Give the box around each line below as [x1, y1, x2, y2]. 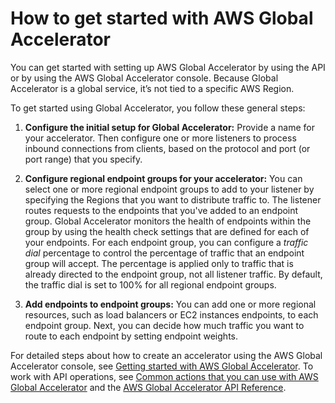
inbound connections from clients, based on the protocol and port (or [24, 142, 311, 154]
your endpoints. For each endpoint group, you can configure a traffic [24, 236, 309, 248]
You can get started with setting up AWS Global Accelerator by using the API [10, 61, 326, 73]
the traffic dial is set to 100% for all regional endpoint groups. [24, 278, 277, 291]
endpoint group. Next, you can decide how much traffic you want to [24, 319, 305, 331]
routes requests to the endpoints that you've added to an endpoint [24, 204, 299, 216]
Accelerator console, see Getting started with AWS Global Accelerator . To [10, 360, 314, 372]
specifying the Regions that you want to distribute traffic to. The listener [24, 193, 322, 206]
